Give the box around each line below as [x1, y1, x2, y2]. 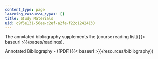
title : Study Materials [5, 16, 54, 21]
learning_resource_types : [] [5, 12, 65, 16]
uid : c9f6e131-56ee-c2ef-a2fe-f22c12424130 [5, 20, 95, 26]
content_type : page [5, 7, 45, 12]
